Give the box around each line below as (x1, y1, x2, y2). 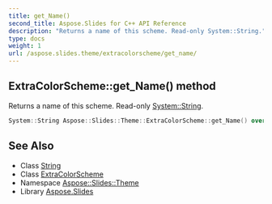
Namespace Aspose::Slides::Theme (19, 177, 139, 187)
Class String (19, 160, 62, 170)
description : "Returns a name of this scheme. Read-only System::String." (8, 27, 266, 35)
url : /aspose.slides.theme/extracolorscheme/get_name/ (8, 49, 198, 57)
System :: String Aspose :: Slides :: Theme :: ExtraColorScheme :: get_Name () (8, 117, 249, 125)
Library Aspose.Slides (19, 186, 94, 196)
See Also (8, 139, 54, 153)
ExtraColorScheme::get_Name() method (8, 79, 216, 93)
